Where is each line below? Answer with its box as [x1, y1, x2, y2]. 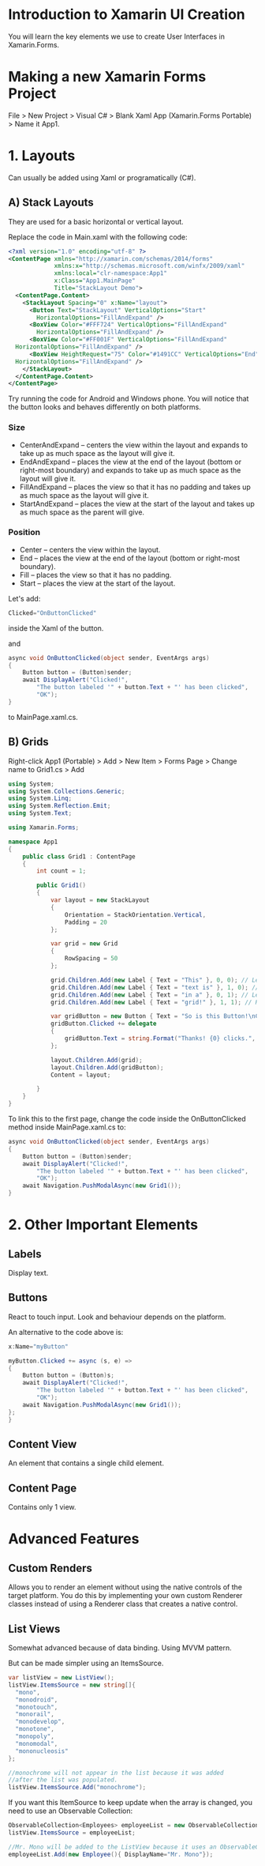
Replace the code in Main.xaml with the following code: [8, 232, 188, 242]
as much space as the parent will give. [19, 507, 144, 517]
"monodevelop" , [15, 1717, 65, 1726]
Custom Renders [8, 1561, 93, 1574]
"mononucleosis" [15, 1747, 69, 1755]
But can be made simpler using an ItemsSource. [8, 1658, 164, 1668]
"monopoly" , [15, 1732, 55, 1740]
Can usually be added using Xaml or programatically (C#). [8, 172, 196, 183]
